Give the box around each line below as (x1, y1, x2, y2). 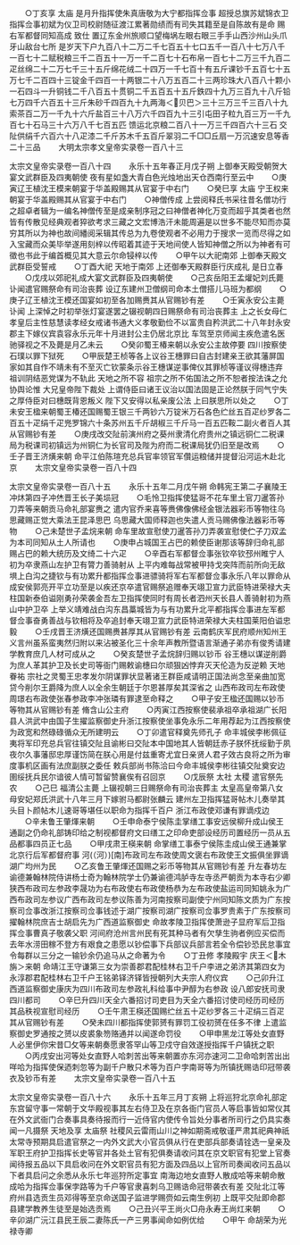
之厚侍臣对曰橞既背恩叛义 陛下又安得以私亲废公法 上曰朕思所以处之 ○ (9, 396, 281, 405)
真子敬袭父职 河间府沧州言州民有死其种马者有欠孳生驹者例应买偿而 (39, 928, 286, 938)
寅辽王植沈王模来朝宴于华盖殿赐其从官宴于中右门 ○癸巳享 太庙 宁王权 (9, 183, 281, 194)
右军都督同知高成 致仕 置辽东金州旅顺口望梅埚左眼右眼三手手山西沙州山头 (9, 30, 279, 40)
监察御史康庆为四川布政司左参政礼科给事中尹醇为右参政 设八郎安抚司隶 (24, 983, 286, 994)
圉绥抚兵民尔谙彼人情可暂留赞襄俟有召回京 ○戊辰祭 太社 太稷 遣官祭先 (9, 772, 284, 781)
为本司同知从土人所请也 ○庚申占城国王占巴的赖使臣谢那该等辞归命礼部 (9, 537, 285, 547)
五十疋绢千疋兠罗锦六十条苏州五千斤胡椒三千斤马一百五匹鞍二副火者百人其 (16, 418, 291, 428)
